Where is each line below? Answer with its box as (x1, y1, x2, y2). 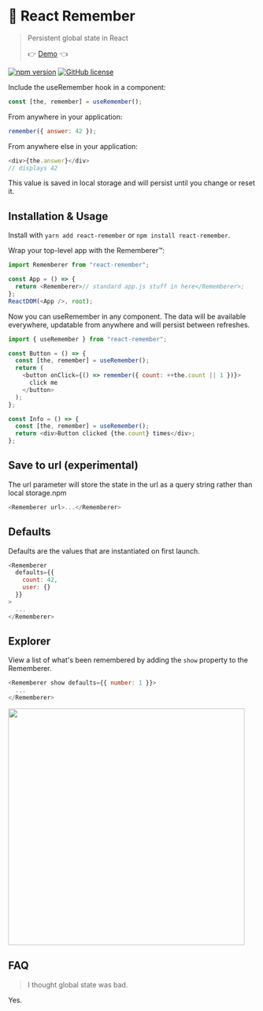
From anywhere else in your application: (8, 141, 138, 151)
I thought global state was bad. (27, 979, 128, 989)
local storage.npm (8, 488, 67, 498)
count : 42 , (22, 576, 58, 584)
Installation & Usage (8, 209, 109, 223)
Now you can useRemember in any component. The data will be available (8, 312, 246, 321)
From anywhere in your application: (8, 112, 123, 121)
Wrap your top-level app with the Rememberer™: (8, 246, 165, 256)
